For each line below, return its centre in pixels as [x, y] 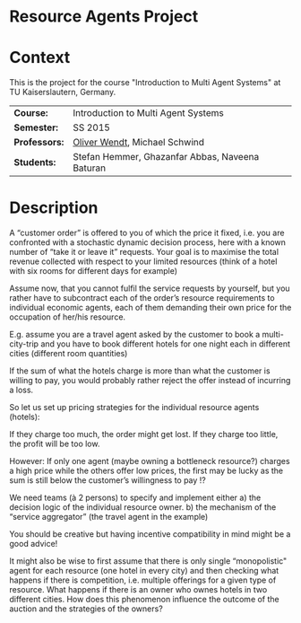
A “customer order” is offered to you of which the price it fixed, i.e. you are [147, 233]
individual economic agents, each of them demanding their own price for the [150, 308]
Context [40, 58]
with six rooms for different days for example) [93, 271]
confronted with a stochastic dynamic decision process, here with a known [148, 242]
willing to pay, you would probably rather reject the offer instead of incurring [150, 381]
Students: [35, 162]
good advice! [34, 544]
